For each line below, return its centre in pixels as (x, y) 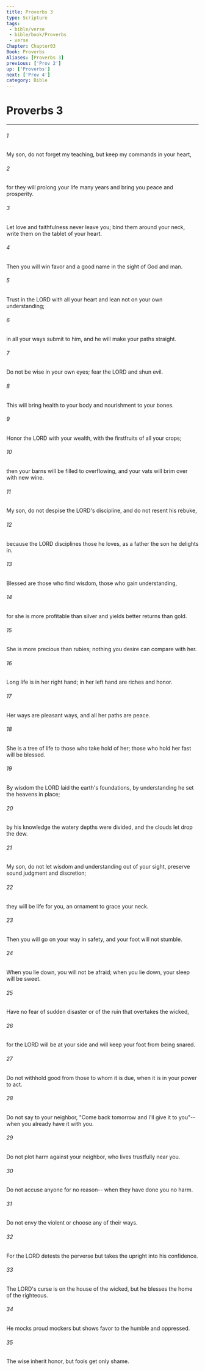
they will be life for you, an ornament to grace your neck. (77, 906)
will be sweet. (23, 978)
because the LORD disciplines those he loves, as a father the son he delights (103, 543)
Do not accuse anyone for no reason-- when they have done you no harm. (100, 1190)
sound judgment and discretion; (46, 873)
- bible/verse (27, 29)
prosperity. (20, 194)
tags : (13, 23)
